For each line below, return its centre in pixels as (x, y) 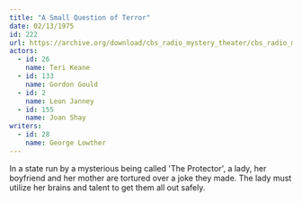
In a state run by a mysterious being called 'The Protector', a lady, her (138, 168)
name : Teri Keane (58, 68)
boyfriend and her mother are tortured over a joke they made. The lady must (151, 178)
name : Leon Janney (60, 101)
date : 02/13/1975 (42, 26)
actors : (24, 51)
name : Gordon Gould (62, 84)
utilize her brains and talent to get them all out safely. (107, 187)
